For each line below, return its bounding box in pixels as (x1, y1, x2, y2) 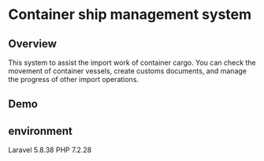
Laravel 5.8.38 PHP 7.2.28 (8, 145, 92, 155)
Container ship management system (8, 6, 252, 24)
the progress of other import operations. (8, 75, 139, 84)
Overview (8, 37, 58, 51)
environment (8, 124, 73, 137)
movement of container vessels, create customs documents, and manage (8, 66, 247, 76)
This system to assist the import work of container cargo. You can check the (8, 58, 256, 67)
